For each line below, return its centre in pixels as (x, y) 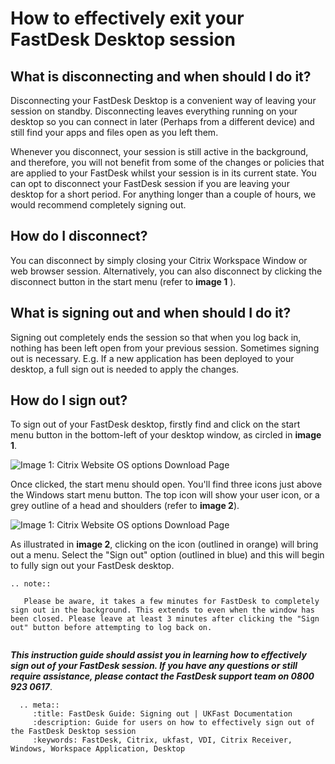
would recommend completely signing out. (98, 205)
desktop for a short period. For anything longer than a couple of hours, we (163, 194)
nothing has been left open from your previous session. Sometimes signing (165, 348)
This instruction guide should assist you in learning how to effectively (158, 655)
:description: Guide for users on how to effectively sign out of (173, 723)
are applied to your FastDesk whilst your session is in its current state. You (163, 173)
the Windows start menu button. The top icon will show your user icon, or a (165, 495)
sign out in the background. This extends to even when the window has (162, 610)
